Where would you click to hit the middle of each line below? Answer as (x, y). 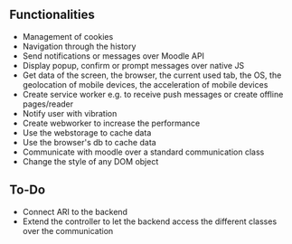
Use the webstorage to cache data (87, 132)
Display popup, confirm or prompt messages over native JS (133, 65)
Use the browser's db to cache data (89, 142)
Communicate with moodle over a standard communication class (143, 152)
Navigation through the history (79, 46)
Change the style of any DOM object (90, 161)
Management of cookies (68, 36)
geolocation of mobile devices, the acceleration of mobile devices (145, 84)
